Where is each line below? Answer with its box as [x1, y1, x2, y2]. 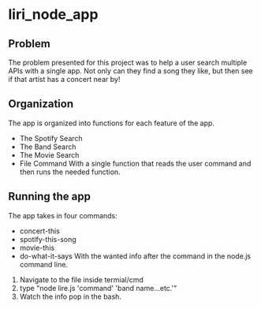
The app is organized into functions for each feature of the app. [8, 118, 215, 128]
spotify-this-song [19, 234, 76, 244]
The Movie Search [19, 150, 80, 159]
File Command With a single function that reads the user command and [19, 158, 252, 168]
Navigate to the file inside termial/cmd [19, 274, 144, 285]
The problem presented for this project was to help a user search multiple [8, 58, 248, 67]
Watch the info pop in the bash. [19, 292, 122, 301]
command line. [19, 259, 69, 269]
